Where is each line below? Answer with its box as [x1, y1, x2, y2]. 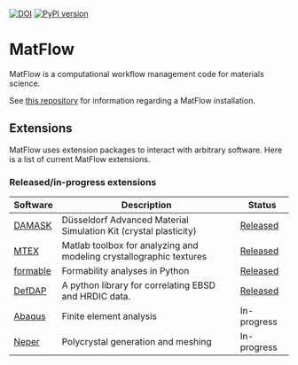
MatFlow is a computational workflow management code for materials [9, 68, 264, 79]
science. [9, 78, 41, 89]
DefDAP [13, 284, 47, 297]
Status [247, 199, 277, 212]
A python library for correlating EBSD [61, 279, 216, 291]
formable [13, 265, 51, 277]
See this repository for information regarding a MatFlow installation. [9, 95, 255, 105]
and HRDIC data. [61, 291, 131, 303]
